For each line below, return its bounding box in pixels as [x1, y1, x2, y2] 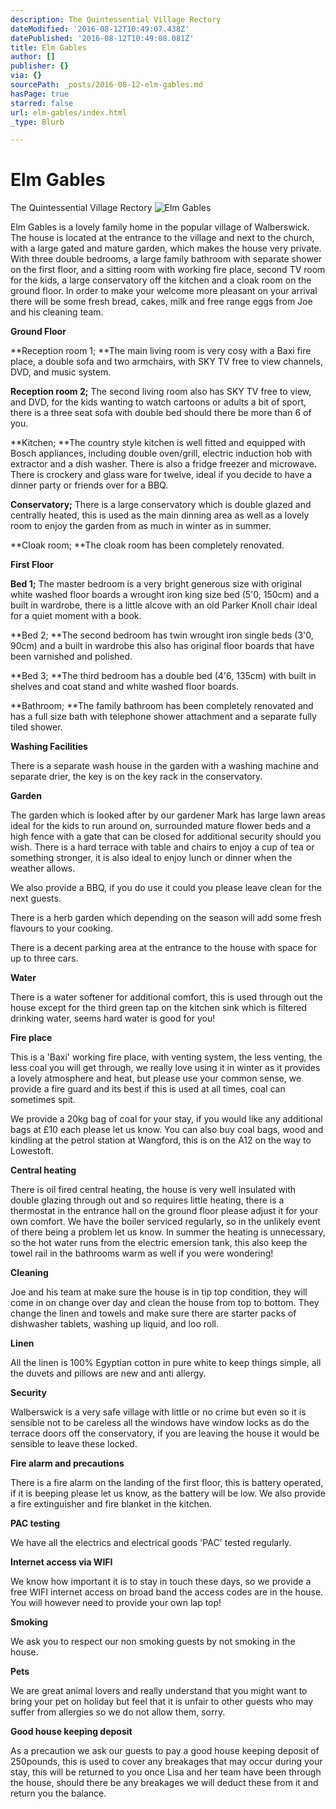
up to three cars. [10, 952, 79, 965]
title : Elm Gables [10, 42, 87, 53]
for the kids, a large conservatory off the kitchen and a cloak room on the [10, 274, 312, 286]
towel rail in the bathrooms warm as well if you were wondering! [10, 1247, 274, 1260]
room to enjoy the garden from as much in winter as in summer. [10, 520, 272, 532]
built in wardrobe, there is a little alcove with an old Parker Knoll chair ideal [10, 599, 318, 611]
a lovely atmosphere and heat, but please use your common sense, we [10, 1072, 302, 1085]
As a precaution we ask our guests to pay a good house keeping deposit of [10, 1745, 320, 1757]
